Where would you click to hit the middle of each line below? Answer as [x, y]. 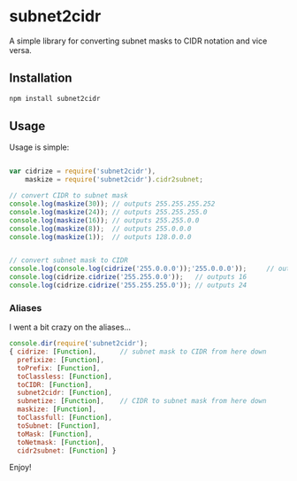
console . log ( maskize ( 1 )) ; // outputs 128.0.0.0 [100, 237]
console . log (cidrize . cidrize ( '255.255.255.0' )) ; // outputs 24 [128, 285]
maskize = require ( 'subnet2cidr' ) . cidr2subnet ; [114, 180]
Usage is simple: [39, 147]
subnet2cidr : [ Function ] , [65, 393]
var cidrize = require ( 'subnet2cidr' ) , [83, 171]
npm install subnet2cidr [55, 98]
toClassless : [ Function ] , [65, 376]
